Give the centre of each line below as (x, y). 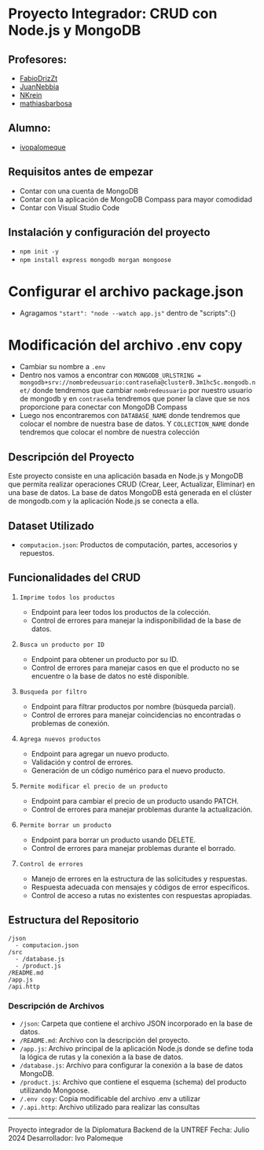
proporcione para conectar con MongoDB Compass (103, 407)
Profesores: (37, 59)
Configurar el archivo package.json (126, 291)
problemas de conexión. (70, 723)
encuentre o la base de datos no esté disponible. (110, 676)
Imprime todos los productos (67, 597)
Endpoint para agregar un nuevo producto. (100, 753)
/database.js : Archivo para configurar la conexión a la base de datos (131, 1065)
